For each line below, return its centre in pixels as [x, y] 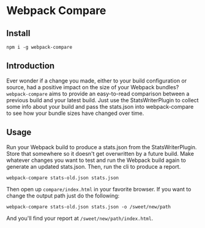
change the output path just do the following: [63, 196]
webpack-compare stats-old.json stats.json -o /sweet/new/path [89, 207]
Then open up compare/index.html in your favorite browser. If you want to [99, 189]
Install [18, 33]
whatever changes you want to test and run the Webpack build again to [96, 160]
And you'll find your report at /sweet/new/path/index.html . [80, 218]
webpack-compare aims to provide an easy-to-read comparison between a [98, 94]
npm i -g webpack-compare [39, 47]
